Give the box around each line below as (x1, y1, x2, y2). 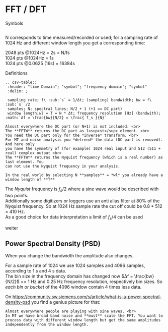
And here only (5, 141, 35, 147)
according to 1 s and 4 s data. (5, 268, 66, 274)
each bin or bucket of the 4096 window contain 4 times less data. (5, 284, 142, 290)
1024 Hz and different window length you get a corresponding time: (5, 39, 145, 46)
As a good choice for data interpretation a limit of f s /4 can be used (5, 213, 143, 221)
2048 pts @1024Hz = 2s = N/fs (5, 49, 70, 56)
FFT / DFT (5, 4, 47, 15)
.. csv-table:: (5, 80, 37, 85)
